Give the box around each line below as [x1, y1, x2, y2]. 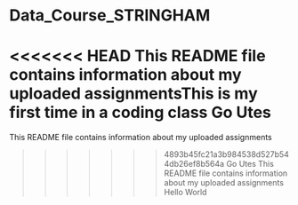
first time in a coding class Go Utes [9, 103, 271, 122]
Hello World [164, 187, 207, 198]
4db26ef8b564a [164, 159, 225, 170]
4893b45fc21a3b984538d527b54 [164, 149, 289, 160]
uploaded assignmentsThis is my [9, 83, 258, 104]
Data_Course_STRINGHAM [9, 5, 211, 26]
